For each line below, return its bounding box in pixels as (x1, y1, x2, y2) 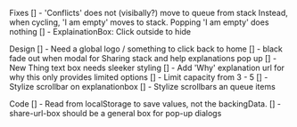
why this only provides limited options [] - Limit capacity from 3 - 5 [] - (9, 72, 268, 83)
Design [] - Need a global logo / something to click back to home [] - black (9, 44, 283, 54)
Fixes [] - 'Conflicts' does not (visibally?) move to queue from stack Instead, (9, 8, 288, 18)
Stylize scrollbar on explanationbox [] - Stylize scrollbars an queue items (9, 82, 276, 91)
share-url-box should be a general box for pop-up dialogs (9, 108, 222, 118)
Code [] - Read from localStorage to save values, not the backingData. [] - (9, 99, 281, 109)
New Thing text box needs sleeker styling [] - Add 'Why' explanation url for (9, 62, 285, 73)
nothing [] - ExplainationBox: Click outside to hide (9, 27, 192, 36)
